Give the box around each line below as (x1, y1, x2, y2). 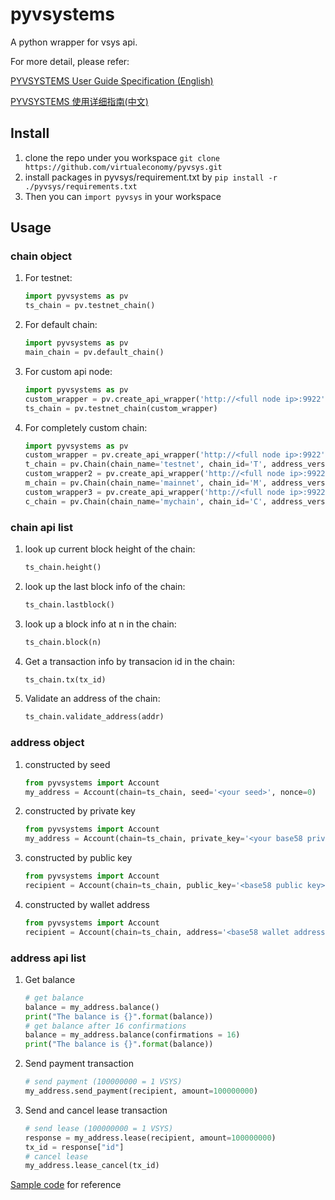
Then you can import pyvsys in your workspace (24, 190, 222, 202)
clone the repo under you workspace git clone (24, 151, 220, 163)
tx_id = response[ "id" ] (24, 1142, 125, 1152)
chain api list (10, 520, 73, 534)
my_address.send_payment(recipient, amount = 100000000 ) (24, 1086, 259, 1097)
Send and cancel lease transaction (24, 1104, 168, 1116)
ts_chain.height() (24, 562, 102, 572)
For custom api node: (24, 365, 113, 377)
